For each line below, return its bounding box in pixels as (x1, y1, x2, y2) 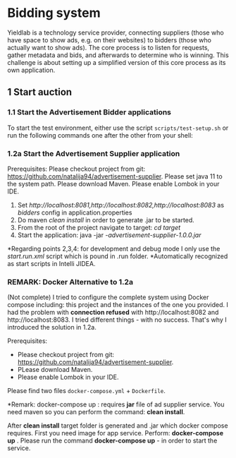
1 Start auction (7, 86, 73, 98)
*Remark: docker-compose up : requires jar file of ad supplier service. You (7, 400, 225, 409)
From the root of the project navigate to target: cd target (17, 223, 181, 231)
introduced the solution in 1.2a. (7, 323, 97, 332)
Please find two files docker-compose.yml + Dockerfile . (7, 387, 166, 395)
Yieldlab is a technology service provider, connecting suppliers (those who (7, 28, 224, 37)
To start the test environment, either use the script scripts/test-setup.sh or (7, 123, 229, 132)
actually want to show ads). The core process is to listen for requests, (7, 43, 210, 52)
